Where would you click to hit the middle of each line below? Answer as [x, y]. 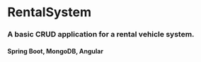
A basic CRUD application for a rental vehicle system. [101, 35]
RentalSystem [50, 12]
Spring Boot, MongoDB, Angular [56, 51]
